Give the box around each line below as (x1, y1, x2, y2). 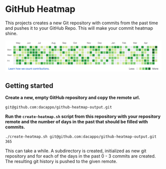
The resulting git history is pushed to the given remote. (5, 159, 118, 165)
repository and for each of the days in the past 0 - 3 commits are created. (5, 153, 156, 159)
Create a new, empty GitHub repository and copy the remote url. (5, 95, 141, 101)
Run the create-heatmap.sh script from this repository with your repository (5, 113, 161, 119)
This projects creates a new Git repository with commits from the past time (5, 20, 158, 26)
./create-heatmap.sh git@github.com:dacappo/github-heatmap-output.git (5, 134, 157, 139)
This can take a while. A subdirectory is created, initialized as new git (5, 148, 147, 154)
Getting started (5, 81, 54, 90)
